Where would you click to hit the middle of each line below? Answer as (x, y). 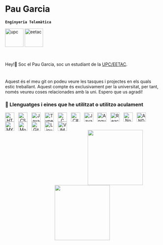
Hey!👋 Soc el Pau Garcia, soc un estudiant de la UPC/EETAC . (66, 64)
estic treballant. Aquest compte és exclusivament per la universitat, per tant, (82, 87)
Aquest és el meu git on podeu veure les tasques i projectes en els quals (78, 81)
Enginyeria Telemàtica (28, 22)
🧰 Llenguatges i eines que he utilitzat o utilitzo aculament (74, 105)
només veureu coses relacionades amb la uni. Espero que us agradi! (74, 92)
